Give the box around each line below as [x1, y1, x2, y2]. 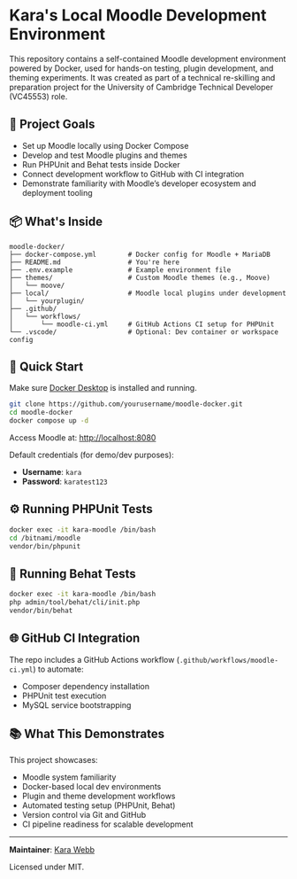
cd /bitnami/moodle [9, 533, 81, 542]
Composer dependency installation [21, 681, 150, 691]
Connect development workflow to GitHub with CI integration [21, 168, 245, 179]
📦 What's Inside [9, 214, 103, 229]
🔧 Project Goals [9, 117, 95, 132]
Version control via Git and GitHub [21, 809, 147, 820]
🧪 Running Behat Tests [9, 566, 137, 581]
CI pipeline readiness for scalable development [21, 819, 194, 829]
